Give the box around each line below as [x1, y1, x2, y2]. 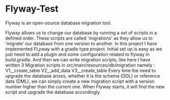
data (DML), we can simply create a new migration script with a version [5, 78, 155, 84]
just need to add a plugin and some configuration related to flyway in [5, 51, 150, 57]
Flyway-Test [5, 3, 59, 15]
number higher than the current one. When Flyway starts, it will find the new [5, 83, 165, 89]
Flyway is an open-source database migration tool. [5, 20, 112, 26]
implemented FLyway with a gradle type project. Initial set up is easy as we [5, 46, 162, 52]
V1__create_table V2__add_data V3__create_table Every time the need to [5, 67, 156, 74]
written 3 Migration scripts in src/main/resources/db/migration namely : [5, 62, 155, 68]
